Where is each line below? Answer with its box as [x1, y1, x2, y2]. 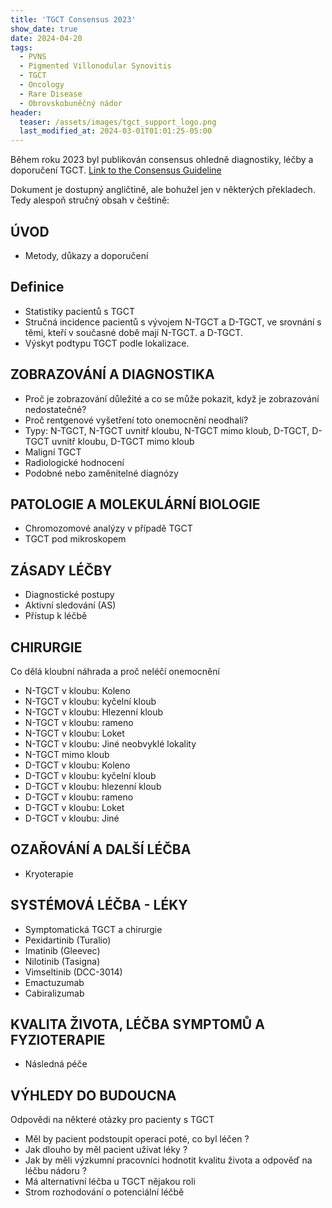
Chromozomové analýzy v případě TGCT [24, 522, 193, 535]
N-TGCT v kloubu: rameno [24, 717, 134, 728]
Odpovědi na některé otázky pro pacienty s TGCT [10, 1114, 215, 1126]
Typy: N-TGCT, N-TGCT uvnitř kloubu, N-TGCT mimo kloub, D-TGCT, [24, 424, 310, 436]
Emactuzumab [24, 976, 85, 988]
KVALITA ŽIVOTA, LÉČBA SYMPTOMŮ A [10, 1016, 265, 1033]
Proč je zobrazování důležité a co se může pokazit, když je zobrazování [24, 392, 320, 405]
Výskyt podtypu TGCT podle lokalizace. [24, 337, 190, 349]
